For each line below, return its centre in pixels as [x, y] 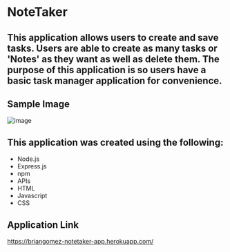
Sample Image [39, 104]
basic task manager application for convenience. [115, 80]
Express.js [32, 166]
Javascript [32, 196]
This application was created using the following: [115, 142]
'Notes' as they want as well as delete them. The [113, 59]
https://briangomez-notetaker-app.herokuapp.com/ [80, 242]
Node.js [28, 159]
